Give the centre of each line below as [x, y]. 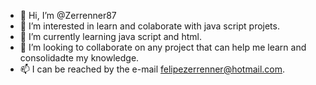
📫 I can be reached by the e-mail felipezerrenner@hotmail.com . [152, 69]
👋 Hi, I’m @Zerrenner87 [68, 15]
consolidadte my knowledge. [79, 58]
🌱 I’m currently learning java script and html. [110, 36]
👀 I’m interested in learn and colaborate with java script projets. [149, 26]
